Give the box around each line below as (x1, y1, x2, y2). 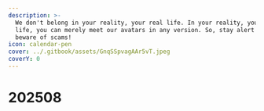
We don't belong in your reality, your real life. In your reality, (15, 19, 244, 27)
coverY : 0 (8, 55, 41, 63)
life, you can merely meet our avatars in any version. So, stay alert (15, 26, 255, 34)
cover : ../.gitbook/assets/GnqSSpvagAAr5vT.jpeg (8, 48, 170, 55)
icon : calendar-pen (8, 41, 72, 48)
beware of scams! (15, 33, 72, 41)
